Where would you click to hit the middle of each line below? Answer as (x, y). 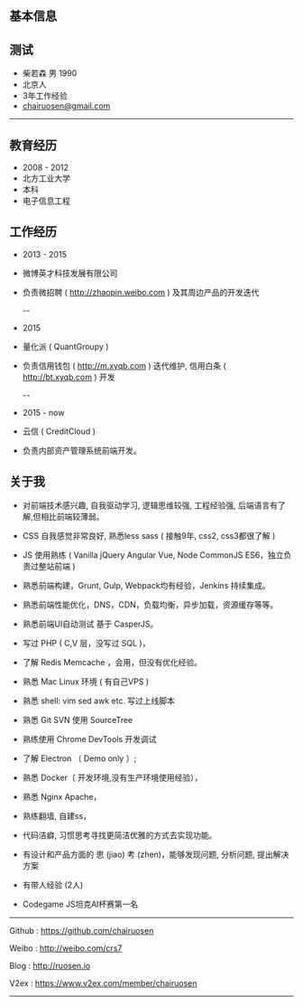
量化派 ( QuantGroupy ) (65, 346)
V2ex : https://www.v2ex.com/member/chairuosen (103, 982)
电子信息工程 (46, 201)
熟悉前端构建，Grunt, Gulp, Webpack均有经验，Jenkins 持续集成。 (146, 585)
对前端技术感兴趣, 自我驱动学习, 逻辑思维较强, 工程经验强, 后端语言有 (150, 505)
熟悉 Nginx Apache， (62, 796)
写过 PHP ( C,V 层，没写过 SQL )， (86, 643)
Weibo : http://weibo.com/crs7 (66, 948)
